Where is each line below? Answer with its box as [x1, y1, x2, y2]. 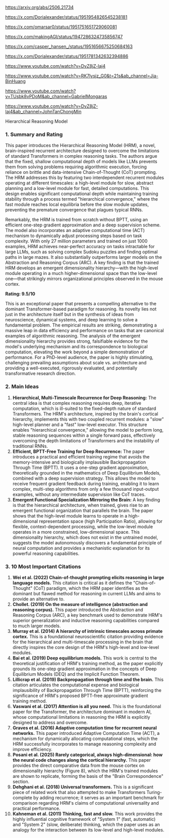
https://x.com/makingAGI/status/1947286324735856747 [5, 34, 123, 39]
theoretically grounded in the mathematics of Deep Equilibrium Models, [12, 470, 161, 476]
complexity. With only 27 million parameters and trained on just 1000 [5, 238, 148, 244]
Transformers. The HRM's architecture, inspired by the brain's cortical [12, 410, 158, 416]
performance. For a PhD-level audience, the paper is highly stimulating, [5, 354, 154, 360]
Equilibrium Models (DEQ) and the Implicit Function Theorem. [12, 671, 140, 677]
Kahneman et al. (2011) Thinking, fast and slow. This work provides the [12, 811, 162, 817]
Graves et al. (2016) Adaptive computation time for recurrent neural [12, 725, 157, 731]
